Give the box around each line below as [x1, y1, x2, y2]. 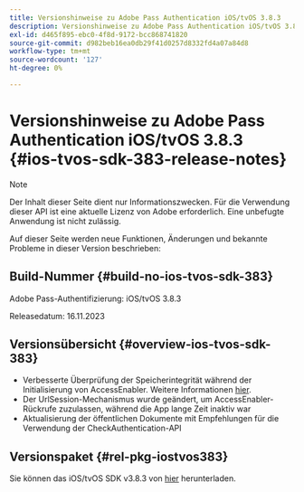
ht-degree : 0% [9, 64, 63, 73]
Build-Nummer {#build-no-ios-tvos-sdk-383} [9, 269, 274, 285]
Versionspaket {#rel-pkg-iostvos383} [9, 449, 229, 464]
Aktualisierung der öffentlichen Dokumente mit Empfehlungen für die [22, 413, 280, 424]
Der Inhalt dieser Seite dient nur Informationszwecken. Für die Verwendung [9, 196, 290, 207]
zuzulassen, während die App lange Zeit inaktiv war [58, 403, 252, 414]
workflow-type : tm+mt [9, 47, 91, 56]
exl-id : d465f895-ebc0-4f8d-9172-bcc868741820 [9, 30, 188, 39]
